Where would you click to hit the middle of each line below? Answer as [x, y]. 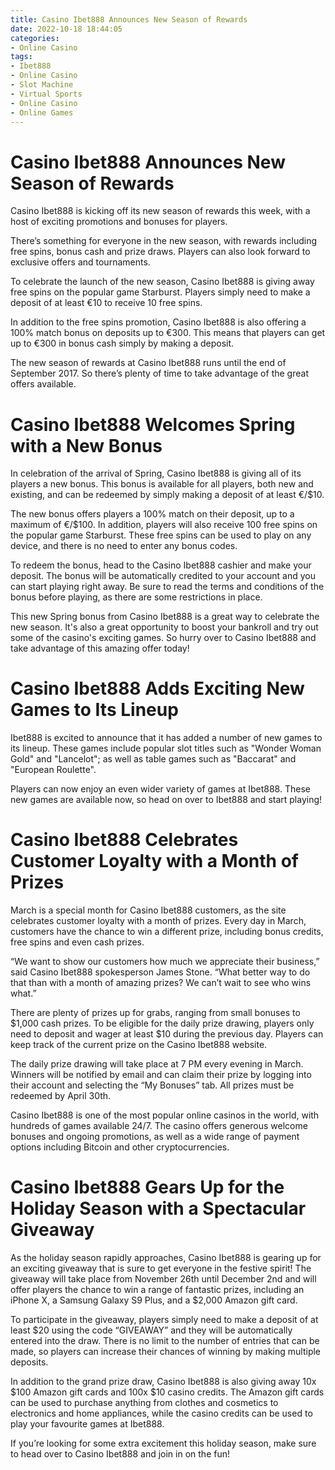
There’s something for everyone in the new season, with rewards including [164, 241]
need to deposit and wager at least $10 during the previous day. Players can [167, 1034]
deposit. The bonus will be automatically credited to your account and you [163, 576]
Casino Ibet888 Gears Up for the [147, 1187]
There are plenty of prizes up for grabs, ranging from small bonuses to [155, 1013]
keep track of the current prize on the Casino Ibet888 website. [139, 1045]
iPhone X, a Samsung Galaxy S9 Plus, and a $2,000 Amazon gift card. [154, 1300]
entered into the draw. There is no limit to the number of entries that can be [165, 1341]
